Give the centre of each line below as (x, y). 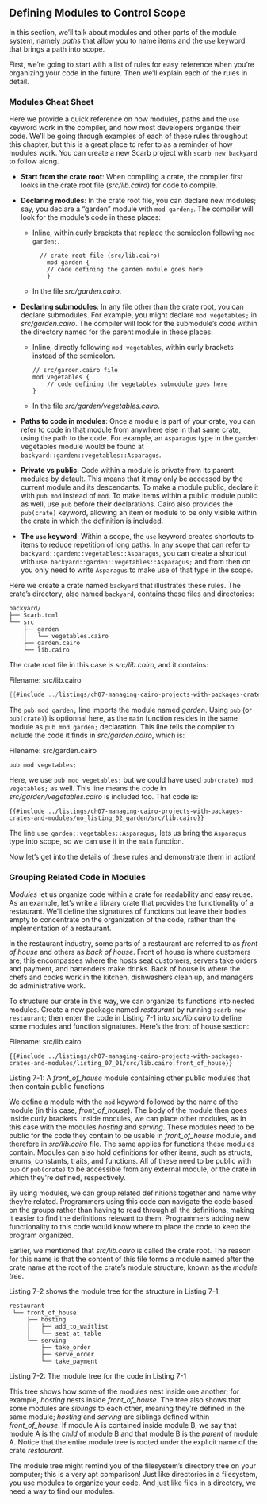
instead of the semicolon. (74, 356)
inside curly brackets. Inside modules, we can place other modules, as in (128, 1119)
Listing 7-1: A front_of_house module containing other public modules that (130, 1078)
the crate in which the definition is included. (92, 521)
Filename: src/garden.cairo (53, 750)
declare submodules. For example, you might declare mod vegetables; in (138, 315)
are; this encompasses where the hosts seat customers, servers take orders (133, 960)
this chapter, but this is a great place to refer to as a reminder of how (121, 144)
